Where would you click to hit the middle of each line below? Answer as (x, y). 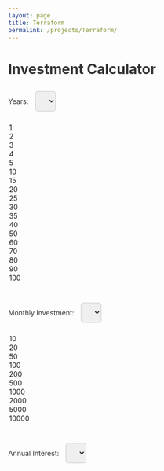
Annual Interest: (34, 454)
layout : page (29, 15)
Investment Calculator (82, 69)
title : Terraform (36, 23)
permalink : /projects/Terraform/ (63, 30)
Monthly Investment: (41, 313)
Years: (18, 101)
